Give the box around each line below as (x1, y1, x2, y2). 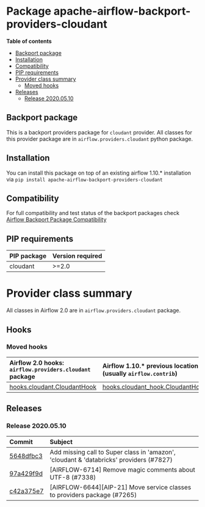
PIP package (9, 252, 47, 260)
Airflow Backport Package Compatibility (6, 216, 107, 224)
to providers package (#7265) (49, 491, 137, 499)
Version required (52, 252, 103, 260)
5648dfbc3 (9, 451, 43, 460)
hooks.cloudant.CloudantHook (9, 382, 96, 391)
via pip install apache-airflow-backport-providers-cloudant (6, 175, 163, 183)
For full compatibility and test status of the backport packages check (6, 210, 180, 217)
